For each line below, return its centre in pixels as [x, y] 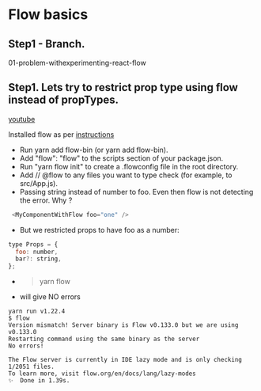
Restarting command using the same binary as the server [104, 339]
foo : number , [37, 252]
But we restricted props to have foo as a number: [99, 230]
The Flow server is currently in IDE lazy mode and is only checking [125, 360]
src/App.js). [38, 183]
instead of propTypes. [63, 100]
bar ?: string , [38, 259]
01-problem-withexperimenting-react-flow [77, 63]
